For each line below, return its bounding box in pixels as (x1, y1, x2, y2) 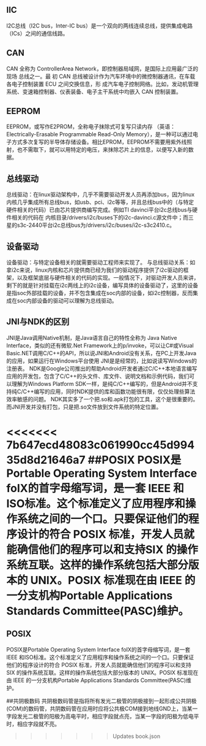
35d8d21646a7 (6, 453, 86, 467)
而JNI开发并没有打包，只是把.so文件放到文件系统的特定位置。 (6, 403, 162, 410)
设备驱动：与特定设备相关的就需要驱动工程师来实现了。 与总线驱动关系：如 (6, 259, 196, 266)
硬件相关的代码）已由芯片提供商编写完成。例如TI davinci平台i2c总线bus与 (6, 206, 193, 213)
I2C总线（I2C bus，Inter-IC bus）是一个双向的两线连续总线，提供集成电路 (6, 21, 193, 29)
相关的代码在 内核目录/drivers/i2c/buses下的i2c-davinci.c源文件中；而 (11, 214, 189, 221)
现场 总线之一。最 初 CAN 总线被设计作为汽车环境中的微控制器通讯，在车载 (6, 72, 196, 80)
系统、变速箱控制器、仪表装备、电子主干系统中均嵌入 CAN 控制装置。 (6, 88, 182, 95)
